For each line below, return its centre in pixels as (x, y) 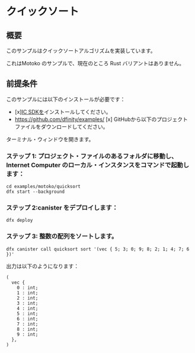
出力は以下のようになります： (42, 266)
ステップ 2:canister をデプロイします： (62, 208)
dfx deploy (20, 220)
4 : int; (28, 309)
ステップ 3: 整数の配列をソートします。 (62, 236)
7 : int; (28, 324)
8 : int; (28, 329)
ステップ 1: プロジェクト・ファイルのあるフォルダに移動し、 (92, 156)
